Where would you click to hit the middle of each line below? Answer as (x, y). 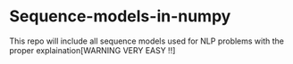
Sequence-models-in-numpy (120, 16)
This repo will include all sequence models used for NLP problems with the (146, 41)
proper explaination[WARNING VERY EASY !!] (92, 50)
